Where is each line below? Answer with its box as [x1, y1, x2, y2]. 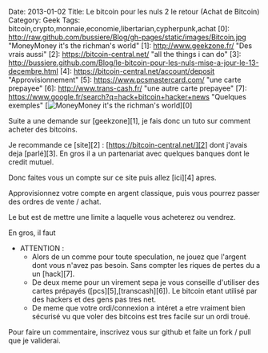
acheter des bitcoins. [8, 124, 78, 134]
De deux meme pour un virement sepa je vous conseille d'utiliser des [31, 278, 260, 287]
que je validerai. [8, 336, 62, 345]
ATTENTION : [19, 244, 65, 253]
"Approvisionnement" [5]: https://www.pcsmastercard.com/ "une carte [8, 75, 242, 84]
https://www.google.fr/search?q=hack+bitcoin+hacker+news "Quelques [8, 92, 246, 101]
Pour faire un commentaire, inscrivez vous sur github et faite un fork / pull [8, 327, 251, 336]
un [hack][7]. [31, 269, 75, 278]
